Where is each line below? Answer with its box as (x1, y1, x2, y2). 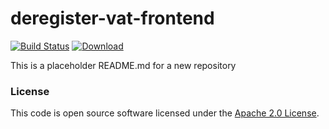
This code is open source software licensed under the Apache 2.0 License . (10, 107, 320, 119)
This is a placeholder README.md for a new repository (10, 59, 237, 71)
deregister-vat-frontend (10, 7, 215, 30)
